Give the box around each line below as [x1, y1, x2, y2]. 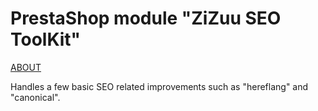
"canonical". [10, 91, 61, 103]
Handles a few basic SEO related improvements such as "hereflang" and [10, 80, 309, 92]
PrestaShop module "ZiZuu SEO [10, 7, 282, 30]
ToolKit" [10, 28, 82, 51]
